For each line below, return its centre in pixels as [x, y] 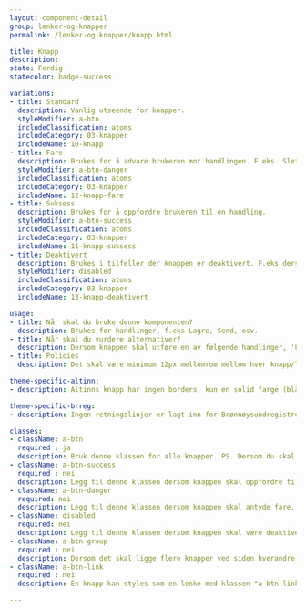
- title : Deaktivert [49, 255]
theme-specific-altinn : [55, 381]
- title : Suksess [42, 204]
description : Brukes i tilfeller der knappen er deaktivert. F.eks [148, 263]
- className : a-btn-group [58, 541]
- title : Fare [36, 153]
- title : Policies [44, 356]
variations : [32, 93]
